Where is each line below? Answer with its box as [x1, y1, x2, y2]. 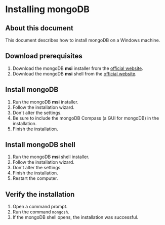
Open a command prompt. [12, 204, 68, 210]
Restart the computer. [12, 175, 58, 181]
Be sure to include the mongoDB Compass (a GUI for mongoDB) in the [12, 115, 159, 121]
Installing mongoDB [5, 4, 90, 15]
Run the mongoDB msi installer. [12, 99, 78, 105]
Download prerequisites [5, 52, 82, 60]
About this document [5, 24, 73, 32]
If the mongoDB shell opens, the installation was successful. [12, 214, 138, 220]
